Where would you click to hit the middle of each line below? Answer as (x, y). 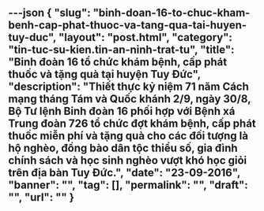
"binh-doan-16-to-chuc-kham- (172, 13)
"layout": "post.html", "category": (145, 37)
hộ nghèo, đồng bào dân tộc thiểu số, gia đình (123, 148)
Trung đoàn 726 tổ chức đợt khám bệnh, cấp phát (132, 124)
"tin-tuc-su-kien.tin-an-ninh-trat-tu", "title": (121, 50)
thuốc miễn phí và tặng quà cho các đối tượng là (128, 136)
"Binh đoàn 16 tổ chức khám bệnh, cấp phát (118, 62)
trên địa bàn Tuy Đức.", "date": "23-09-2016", (124, 173)
